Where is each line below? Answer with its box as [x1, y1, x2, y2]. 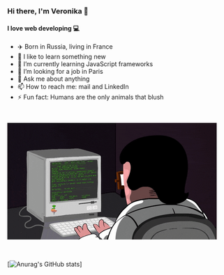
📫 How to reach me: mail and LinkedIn [17, 83, 129, 91]
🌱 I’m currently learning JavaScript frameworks [17, 60, 154, 68]
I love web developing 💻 [7, 24, 80, 32]
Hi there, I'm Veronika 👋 [7, 6, 89, 16]
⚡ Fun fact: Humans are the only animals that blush [17, 93, 164, 102]
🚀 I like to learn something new [17, 52, 106, 61]
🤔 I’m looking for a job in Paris [17, 68, 103, 76]
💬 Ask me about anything [17, 74, 90, 83]
